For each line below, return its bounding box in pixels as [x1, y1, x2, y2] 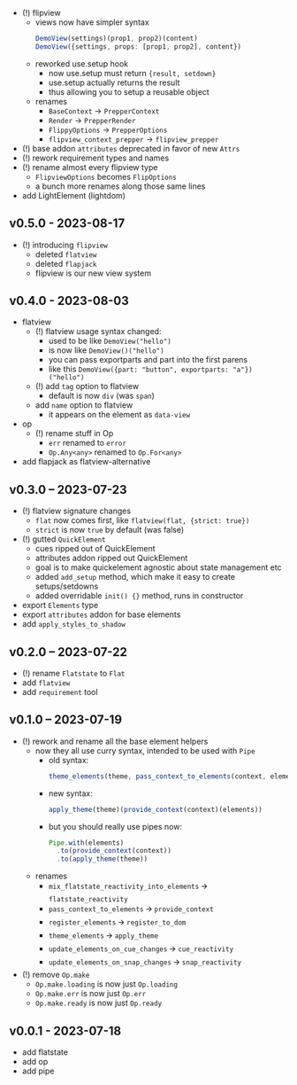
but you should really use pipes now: [48, 821, 183, 831]
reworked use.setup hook [34, 58, 129, 69]
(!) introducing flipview [21, 239, 108, 250]
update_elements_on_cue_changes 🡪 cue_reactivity [48, 943, 234, 954]
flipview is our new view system [34, 268, 152, 278]
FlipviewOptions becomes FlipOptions [34, 171, 177, 182]
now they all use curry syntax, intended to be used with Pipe [34, 745, 255, 756]
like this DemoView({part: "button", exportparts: [48, 363, 230, 375]
